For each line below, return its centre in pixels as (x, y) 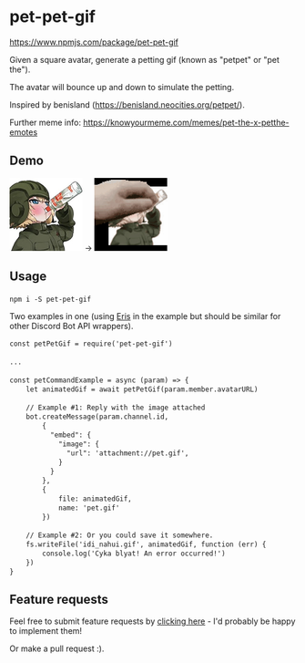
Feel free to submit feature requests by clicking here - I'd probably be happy (152, 621)
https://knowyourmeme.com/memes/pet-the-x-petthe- (186, 122)
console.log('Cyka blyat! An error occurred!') (134, 554)
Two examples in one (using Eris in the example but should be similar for (145, 316)
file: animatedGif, (95, 499)
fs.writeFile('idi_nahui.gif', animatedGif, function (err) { (146, 544)
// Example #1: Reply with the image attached (116, 408)
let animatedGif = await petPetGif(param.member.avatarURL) (142, 389)
